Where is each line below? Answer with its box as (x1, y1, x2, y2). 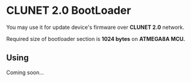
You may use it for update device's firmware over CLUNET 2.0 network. (6, 24, 185, 31)
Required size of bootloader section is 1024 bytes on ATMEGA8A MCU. (6, 35, 186, 42)
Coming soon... (6, 69, 44, 76)
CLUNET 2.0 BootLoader (6, 4, 131, 17)
